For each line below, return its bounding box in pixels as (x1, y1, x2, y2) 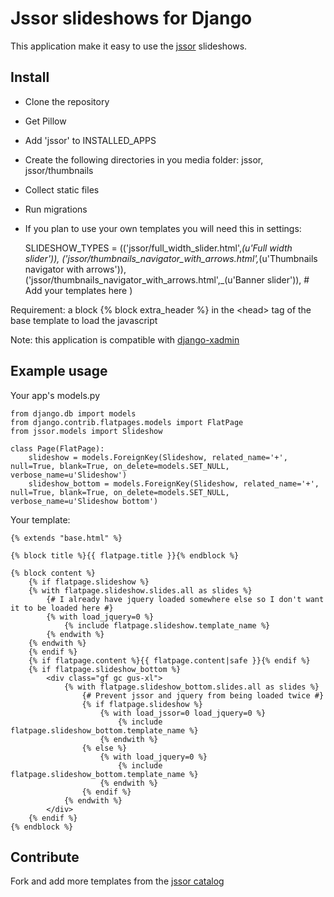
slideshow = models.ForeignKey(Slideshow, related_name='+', (28, 452, 288, 462)
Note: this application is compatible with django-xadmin (10, 333, 240, 346)
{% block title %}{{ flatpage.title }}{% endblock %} (10, 550, 240, 561)
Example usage (10, 363, 108, 380)
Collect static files (24, 183, 100, 196)
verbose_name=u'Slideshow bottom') (10, 496, 159, 506)
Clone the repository (24, 95, 110, 107)
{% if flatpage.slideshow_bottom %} (28, 664, 182, 674)
